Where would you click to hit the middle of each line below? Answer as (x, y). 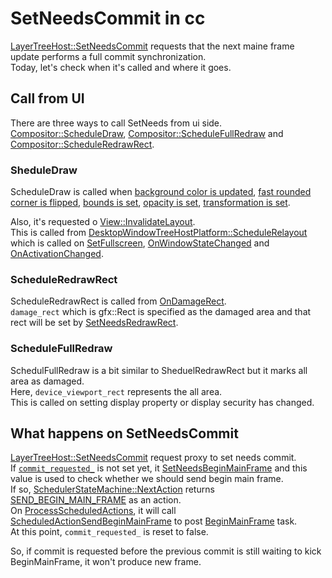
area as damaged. (47, 381)
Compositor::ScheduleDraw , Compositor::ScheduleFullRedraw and (147, 133)
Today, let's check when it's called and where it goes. (121, 67)
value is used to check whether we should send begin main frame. (147, 479)
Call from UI (47, 98)
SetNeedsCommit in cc (108, 18)
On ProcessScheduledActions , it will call (93, 511)
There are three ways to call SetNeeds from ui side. (116, 123)
